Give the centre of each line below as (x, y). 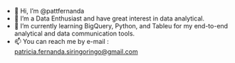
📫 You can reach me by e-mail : (61, 41)
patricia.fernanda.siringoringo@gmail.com (76, 52)
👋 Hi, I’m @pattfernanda (49, 11)
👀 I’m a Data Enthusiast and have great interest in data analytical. (109, 18)
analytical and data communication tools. (74, 33)
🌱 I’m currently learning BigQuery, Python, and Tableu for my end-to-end (121, 26)
